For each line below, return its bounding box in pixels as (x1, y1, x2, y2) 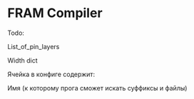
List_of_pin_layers (7, 42, 60, 51)
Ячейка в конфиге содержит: (7, 70, 95, 78)
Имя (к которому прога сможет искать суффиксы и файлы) (7, 83, 188, 92)
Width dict (7, 56, 38, 65)
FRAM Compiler (7, 5, 103, 21)
